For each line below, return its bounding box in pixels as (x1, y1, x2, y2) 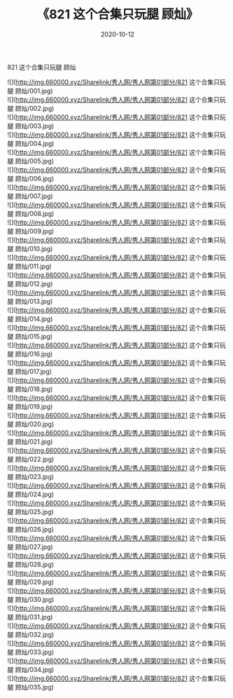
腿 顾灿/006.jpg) (7, 174, 55, 182)
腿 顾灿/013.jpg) (7, 297, 53, 305)
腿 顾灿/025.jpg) (7, 507, 54, 516)
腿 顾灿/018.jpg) (7, 384, 53, 393)
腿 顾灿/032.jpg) (7, 630, 55, 638)
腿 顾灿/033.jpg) (7, 647, 55, 656)
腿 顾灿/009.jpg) (7, 227, 55, 235)
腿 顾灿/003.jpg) (7, 121, 55, 130)
